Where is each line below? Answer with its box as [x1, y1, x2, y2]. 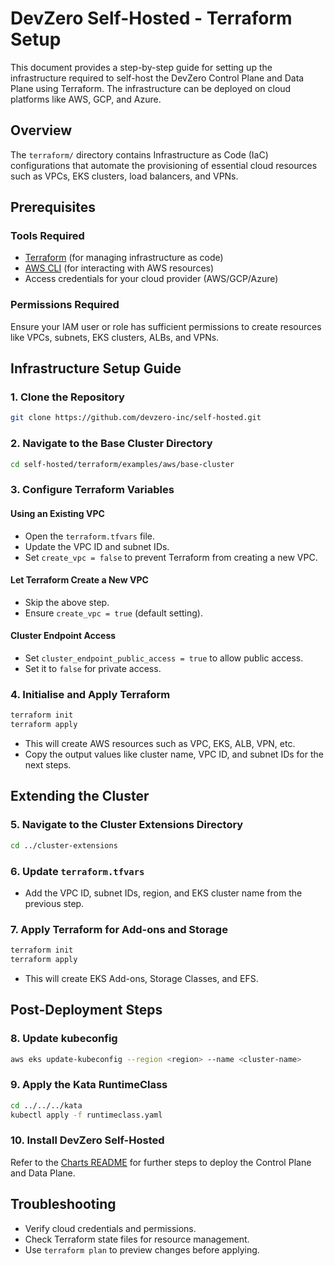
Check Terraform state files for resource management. [24, 1233, 250, 1245]
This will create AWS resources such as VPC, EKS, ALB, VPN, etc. [24, 738, 296, 750]
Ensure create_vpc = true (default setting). [24, 607, 203, 619]
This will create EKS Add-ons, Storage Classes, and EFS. [24, 972, 259, 984]
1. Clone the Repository [10, 390, 125, 404]
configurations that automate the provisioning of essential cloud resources [10, 159, 318, 171]
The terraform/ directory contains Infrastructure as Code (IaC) [10, 148, 269, 161]
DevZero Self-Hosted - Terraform [10, 7, 293, 30]
